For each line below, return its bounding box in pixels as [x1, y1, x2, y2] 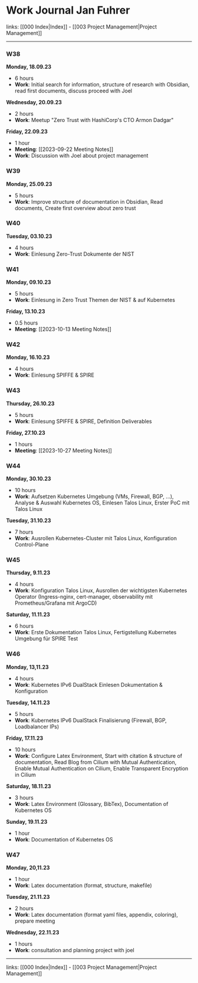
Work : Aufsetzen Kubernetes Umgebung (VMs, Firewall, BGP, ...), [14, 493, 174, 500]
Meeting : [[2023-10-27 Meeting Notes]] [14, 446, 112, 454]
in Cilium [14, 771, 37, 778]
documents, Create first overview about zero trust [14, 204, 136, 211]
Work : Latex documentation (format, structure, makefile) [14, 882, 152, 889]
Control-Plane [14, 541, 49, 548]
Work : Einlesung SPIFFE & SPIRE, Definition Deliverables [14, 417, 152, 425]
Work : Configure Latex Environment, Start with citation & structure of [14, 752, 183, 759]
